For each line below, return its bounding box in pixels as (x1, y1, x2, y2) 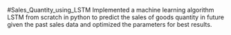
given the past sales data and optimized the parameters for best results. (7, 21, 212, 28)
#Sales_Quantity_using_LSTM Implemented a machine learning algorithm (7, 6, 214, 14)
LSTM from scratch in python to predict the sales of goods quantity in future (7, 13, 225, 21)
